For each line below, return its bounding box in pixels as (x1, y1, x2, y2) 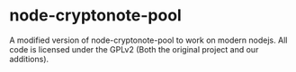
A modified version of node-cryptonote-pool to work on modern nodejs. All (9, 35, 288, 45)
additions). (9, 53, 49, 64)
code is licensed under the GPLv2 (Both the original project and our (9, 44, 259, 54)
